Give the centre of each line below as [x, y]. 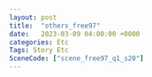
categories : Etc [39, 42]
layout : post [33, 17]
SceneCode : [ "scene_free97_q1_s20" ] [76, 58]
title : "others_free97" [55, 26]
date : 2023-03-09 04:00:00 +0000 [75, 34]
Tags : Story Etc [39, 50]
